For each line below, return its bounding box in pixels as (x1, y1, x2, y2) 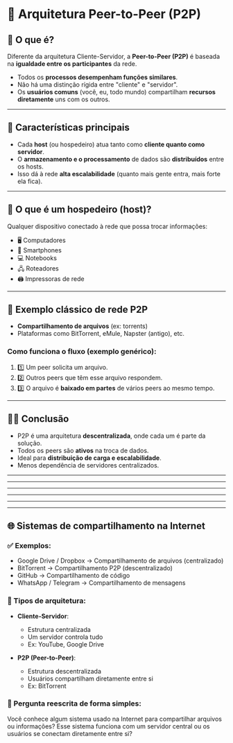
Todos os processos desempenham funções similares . (17, 73, 178, 81)
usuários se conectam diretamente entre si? (7, 729, 133, 737)
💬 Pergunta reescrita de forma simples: (7, 699, 142, 708)
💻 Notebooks (17, 253, 58, 262)
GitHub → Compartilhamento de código (17, 572, 130, 580)
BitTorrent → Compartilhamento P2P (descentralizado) (17, 564, 173, 572)
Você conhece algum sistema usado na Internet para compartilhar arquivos (7, 715, 222, 723)
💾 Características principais (7, 121, 130, 134)
